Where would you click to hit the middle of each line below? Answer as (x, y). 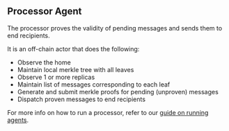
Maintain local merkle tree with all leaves (76, 69)
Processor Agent (45, 11)
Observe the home (44, 62)
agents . (18, 120)
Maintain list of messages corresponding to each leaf (94, 84)
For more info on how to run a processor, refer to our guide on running (108, 112)
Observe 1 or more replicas (56, 77)
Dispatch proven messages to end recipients (81, 99)
